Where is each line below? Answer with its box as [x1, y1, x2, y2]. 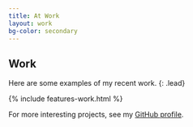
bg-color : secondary [8, 27, 79, 35]
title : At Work [8, 11, 60, 20]
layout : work [8, 19, 53, 28]
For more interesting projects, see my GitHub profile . [8, 110, 184, 120]
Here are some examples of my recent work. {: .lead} [8, 78, 186, 88]
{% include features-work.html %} [8, 94, 123, 104]
